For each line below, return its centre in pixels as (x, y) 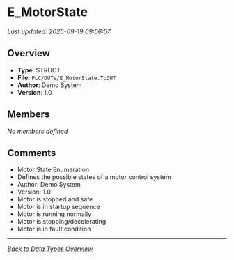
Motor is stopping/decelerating (62, 222)
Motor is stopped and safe (55, 199)
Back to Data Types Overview (50, 249)
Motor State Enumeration (53, 170)
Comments (32, 153)
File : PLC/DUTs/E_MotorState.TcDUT (67, 77)
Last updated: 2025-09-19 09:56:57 (59, 31)
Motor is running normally (54, 214)
